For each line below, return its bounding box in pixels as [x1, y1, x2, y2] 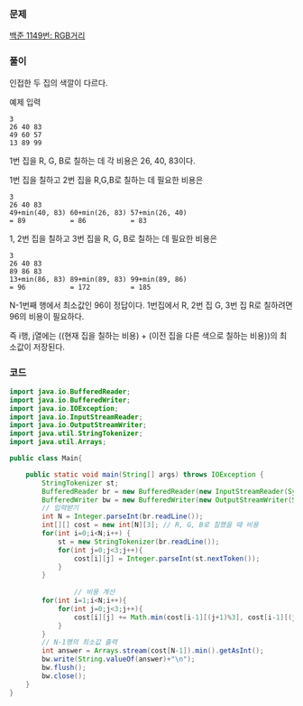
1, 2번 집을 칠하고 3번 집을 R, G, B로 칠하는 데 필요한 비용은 [9, 233, 218, 244]
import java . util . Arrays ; [9, 438, 106, 447]
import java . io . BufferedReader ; [9, 386, 131, 396]
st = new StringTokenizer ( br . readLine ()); [57, 537, 220, 546]
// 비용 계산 [73, 588, 115, 597]
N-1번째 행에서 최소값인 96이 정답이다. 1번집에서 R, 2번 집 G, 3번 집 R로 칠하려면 [9, 300, 293, 311]
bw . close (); [41, 671, 87, 681]
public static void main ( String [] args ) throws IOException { [25, 469, 264, 479]
